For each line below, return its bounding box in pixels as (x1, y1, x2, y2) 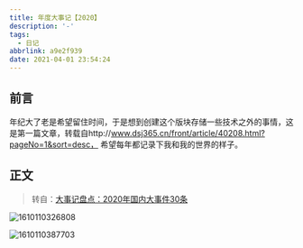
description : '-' (9, 22, 75, 31)
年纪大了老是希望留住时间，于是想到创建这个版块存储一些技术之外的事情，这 (9, 116, 294, 127)
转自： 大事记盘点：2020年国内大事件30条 (31, 193, 188, 204)
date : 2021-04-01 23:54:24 (9, 55, 111, 64)
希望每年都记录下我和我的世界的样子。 (100, 139, 243, 150)
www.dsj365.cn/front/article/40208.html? (111, 127, 266, 138)
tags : (9, 30, 30, 39)
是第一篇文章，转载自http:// (9, 127, 112, 138)
